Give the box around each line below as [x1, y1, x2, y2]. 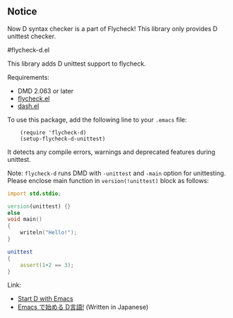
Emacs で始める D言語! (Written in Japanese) [17, 303, 149, 312]
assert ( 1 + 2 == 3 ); [20, 261, 74, 269]
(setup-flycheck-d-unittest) [20, 135, 106, 142]
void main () [7, 216, 42, 223]
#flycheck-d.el [7, 45, 50, 54]
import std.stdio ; [7, 190, 61, 197]
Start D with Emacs [17, 295, 73, 303]
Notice [7, 6, 37, 18]
